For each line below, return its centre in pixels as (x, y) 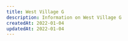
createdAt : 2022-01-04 (35, 23)
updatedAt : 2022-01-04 (35, 29)
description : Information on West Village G (64, 17)
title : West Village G (35, 12)
